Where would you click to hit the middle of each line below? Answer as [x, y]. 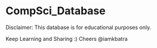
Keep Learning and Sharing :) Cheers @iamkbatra [67, 39]
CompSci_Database [56, 11]
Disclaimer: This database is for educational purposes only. [78, 27]
